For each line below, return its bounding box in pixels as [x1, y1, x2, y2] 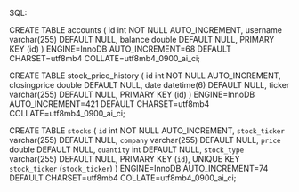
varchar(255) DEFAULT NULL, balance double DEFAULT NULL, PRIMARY [9, 35, 275, 44]
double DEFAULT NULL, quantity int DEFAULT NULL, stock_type [9, 144, 245, 155]
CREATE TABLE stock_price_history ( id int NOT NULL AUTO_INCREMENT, [9, 70, 282, 81]
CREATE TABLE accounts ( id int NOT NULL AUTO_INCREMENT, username [9, 25, 283, 35]
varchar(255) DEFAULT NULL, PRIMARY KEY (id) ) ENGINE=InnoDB [9, 89, 255, 100]
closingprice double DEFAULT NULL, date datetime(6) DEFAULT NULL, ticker [9, 80, 290, 90]
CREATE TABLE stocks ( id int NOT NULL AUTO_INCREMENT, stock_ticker [9, 125, 285, 136]
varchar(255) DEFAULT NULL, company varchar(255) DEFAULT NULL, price [9, 135, 281, 145]
